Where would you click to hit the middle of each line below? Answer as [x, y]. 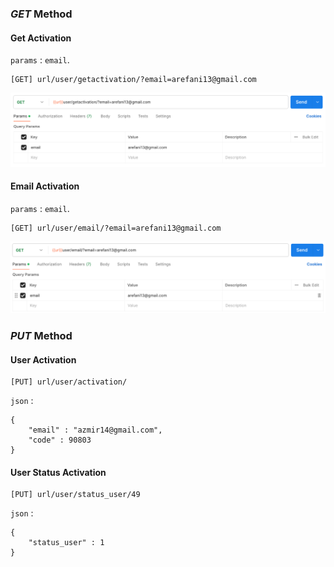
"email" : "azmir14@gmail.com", [95, 430]
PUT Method [41, 336]
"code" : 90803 [60, 440]
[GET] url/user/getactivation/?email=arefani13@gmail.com [133, 80]
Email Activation [45, 186]
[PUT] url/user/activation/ [69, 382]
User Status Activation [58, 472]
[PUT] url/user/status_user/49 [75, 495]
